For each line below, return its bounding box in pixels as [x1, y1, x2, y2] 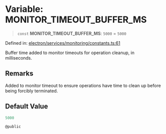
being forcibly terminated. [5, 88, 58, 94]
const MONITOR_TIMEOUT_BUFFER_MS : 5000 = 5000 [17, 30, 127, 36]
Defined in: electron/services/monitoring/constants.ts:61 [5, 40, 121, 46]
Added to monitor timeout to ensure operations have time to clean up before [5, 82, 161, 88]
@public [5, 124, 21, 130]
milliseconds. [5, 55, 32, 61]
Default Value [5, 102, 48, 111]
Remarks [5, 69, 34, 78]
